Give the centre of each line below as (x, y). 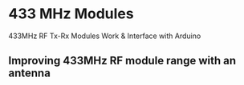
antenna (29, 73)
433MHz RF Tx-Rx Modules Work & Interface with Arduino (105, 36)
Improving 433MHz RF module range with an (122, 61)
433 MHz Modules (71, 14)
